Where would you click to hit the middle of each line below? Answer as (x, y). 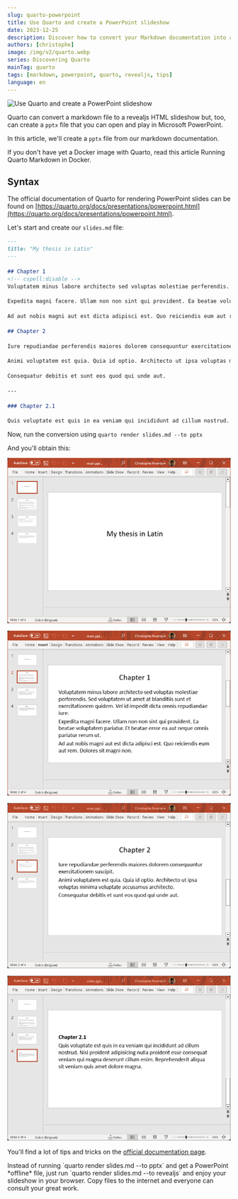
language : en (27, 82)
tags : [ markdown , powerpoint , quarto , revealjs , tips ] (90, 74)
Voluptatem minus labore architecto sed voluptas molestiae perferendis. (119, 286)
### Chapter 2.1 (31, 406)
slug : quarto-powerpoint (44, 15)
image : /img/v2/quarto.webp (49, 52)
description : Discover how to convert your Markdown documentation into (117, 38)
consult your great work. (43, 1188)
